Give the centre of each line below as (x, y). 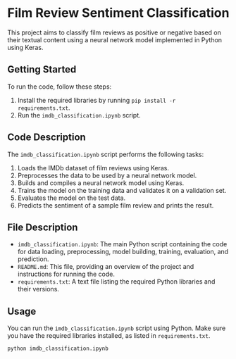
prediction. (33, 259)
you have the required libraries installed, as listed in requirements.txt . (109, 336)
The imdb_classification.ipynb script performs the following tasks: (106, 154)
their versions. (38, 289)
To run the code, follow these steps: (60, 87)
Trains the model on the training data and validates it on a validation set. (122, 190)
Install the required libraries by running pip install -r (97, 100)
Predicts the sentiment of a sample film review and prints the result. (116, 205)
